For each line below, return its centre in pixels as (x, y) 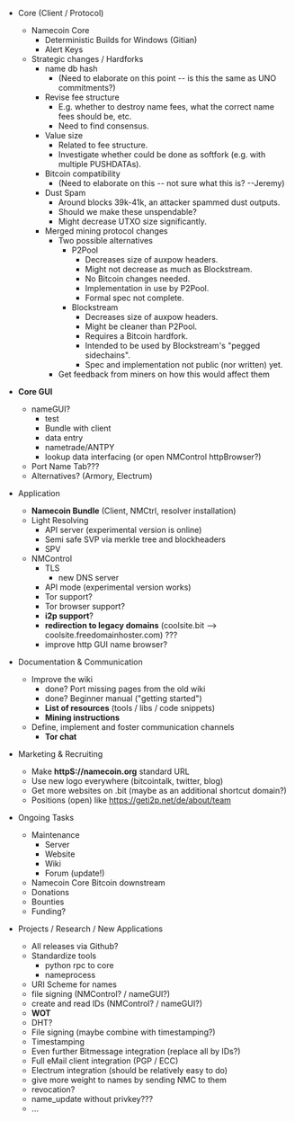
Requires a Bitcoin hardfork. (137, 336)
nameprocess (70, 975)
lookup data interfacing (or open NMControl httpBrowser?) (153, 457)
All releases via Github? (75, 946)
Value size (64, 135)
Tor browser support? (85, 606)
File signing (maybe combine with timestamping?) (123, 1032)
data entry (64, 438)
